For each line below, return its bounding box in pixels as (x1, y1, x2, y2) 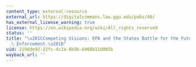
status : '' (6, 30, 33, 36)
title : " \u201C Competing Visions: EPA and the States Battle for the (6, 36, 179, 41)
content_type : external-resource (6, 8, 87, 15)
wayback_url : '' (6, 52, 45, 58)
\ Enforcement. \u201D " (11, 41, 66, 47)
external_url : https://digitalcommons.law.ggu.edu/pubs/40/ (6, 14, 156, 20)
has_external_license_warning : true (6, 19, 95, 25)
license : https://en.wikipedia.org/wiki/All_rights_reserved (6, 24, 158, 31)
